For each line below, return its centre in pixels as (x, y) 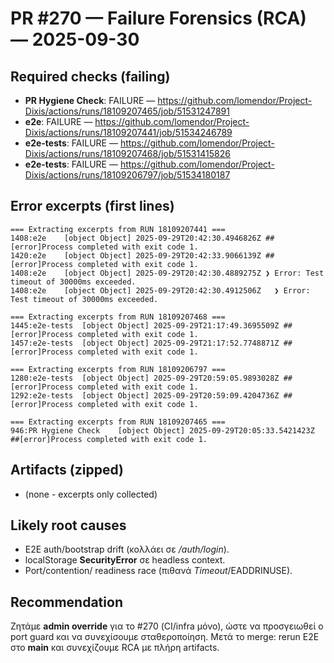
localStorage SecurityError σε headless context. (125, 560)
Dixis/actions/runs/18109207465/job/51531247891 (127, 111)
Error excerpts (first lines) (92, 206)
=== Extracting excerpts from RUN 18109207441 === (118, 229)
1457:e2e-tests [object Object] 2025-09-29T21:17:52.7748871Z (145, 343)
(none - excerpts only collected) (91, 494)
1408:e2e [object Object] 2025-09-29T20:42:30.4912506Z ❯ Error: (160, 290)
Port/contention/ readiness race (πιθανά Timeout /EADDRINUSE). (158, 571)
